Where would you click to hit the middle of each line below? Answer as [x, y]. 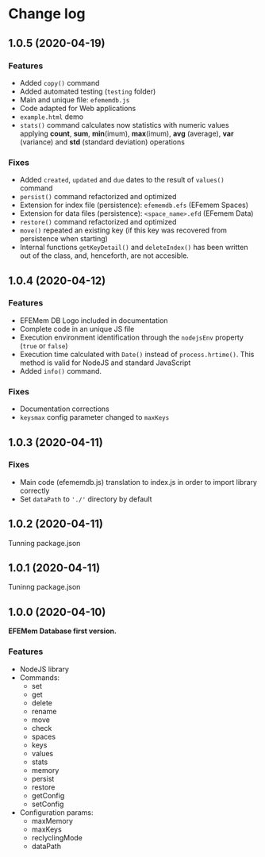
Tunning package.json [44, 543]
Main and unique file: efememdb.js [75, 99]
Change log [47, 14]
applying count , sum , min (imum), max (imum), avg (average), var [127, 133]
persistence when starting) [64, 239]
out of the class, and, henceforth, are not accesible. [104, 256]
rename [44, 711]
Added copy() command [60, 83]
